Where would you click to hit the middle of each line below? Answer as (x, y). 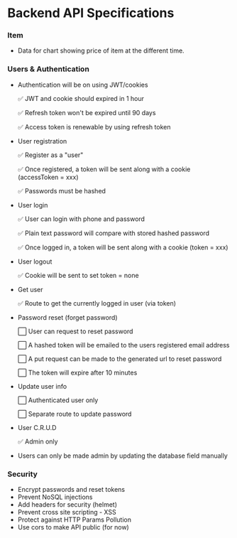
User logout (35, 262)
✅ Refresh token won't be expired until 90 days (87, 112)
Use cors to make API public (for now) (73, 527)
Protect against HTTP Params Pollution (75, 520)
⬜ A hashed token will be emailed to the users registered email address (123, 345)
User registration (42, 141)
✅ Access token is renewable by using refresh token (94, 127)
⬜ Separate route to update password (75, 414)
